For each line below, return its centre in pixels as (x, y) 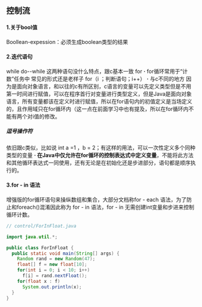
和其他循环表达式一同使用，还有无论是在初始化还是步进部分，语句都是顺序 (98, 163)
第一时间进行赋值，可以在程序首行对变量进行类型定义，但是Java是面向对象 (99, 94)
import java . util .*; (32, 237)
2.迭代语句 (20, 57)
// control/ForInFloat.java (41, 226)
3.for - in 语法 (23, 185)
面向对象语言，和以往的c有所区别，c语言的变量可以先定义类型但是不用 (104, 86)
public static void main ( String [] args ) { (66, 253)
